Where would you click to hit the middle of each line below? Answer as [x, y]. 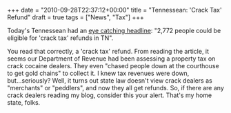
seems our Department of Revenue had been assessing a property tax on [111, 59]
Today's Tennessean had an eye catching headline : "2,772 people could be [114, 31]
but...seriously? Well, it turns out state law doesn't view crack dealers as [110, 81]
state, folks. [24, 102]
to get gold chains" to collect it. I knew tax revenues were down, [98, 73]
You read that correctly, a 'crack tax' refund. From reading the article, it [108, 51]
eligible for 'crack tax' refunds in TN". [60, 38]
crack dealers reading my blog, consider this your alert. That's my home [110, 95]
